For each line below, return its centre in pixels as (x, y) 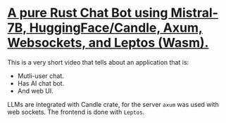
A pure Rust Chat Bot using (88, 13)
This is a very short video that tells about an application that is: (98, 62)
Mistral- (194, 13)
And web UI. (36, 91)
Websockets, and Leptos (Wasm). (108, 43)
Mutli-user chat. (41, 76)
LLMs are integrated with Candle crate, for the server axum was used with (113, 104)
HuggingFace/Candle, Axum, (116, 28)
